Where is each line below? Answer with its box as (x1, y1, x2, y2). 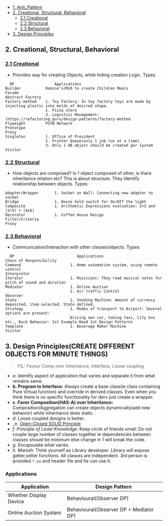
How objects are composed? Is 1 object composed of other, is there (12, 170, 151, 176)
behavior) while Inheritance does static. (12, 410, 94, 416)
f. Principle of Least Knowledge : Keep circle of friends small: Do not (12, 426, 152, 432)
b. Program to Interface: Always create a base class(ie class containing (12, 383, 160, 390)
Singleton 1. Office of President (5, 134, 95, 139)
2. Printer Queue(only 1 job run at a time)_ (45, 138, 142, 143)
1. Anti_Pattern (12, 5, 42, 10)
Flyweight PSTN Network (5, 121, 72, 126)
